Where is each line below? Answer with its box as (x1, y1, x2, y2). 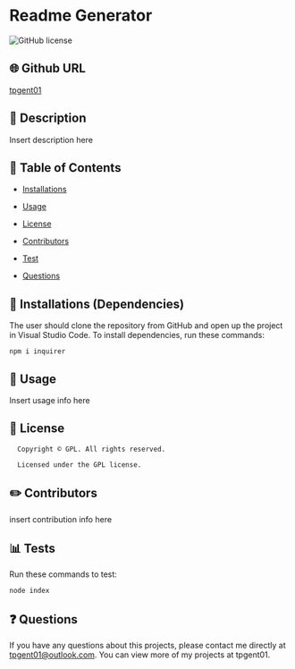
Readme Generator (9, 5, 153, 26)
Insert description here (9, 134, 94, 145)
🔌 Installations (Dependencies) (9, 296, 185, 311)
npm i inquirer (9, 347, 66, 356)
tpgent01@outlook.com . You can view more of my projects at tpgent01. (9, 649, 271, 660)
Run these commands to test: (9, 569, 118, 580)
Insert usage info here (9, 395, 91, 405)
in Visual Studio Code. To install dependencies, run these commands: (9, 330, 265, 341)
